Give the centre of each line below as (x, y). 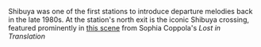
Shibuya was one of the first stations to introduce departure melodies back (130, 11)
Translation (27, 36)
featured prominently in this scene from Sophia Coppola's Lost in (114, 28)
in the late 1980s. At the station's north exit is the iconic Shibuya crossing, (129, 20)
